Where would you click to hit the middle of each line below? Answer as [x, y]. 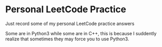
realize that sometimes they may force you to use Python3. [67, 39]
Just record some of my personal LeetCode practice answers [70, 24]
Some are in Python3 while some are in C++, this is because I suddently [81, 33]
